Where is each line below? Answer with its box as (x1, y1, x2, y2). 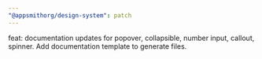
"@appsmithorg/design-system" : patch (8, 11, 132, 20)
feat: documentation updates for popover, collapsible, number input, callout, (8, 33, 255, 42)
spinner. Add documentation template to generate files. (8, 41, 187, 51)
